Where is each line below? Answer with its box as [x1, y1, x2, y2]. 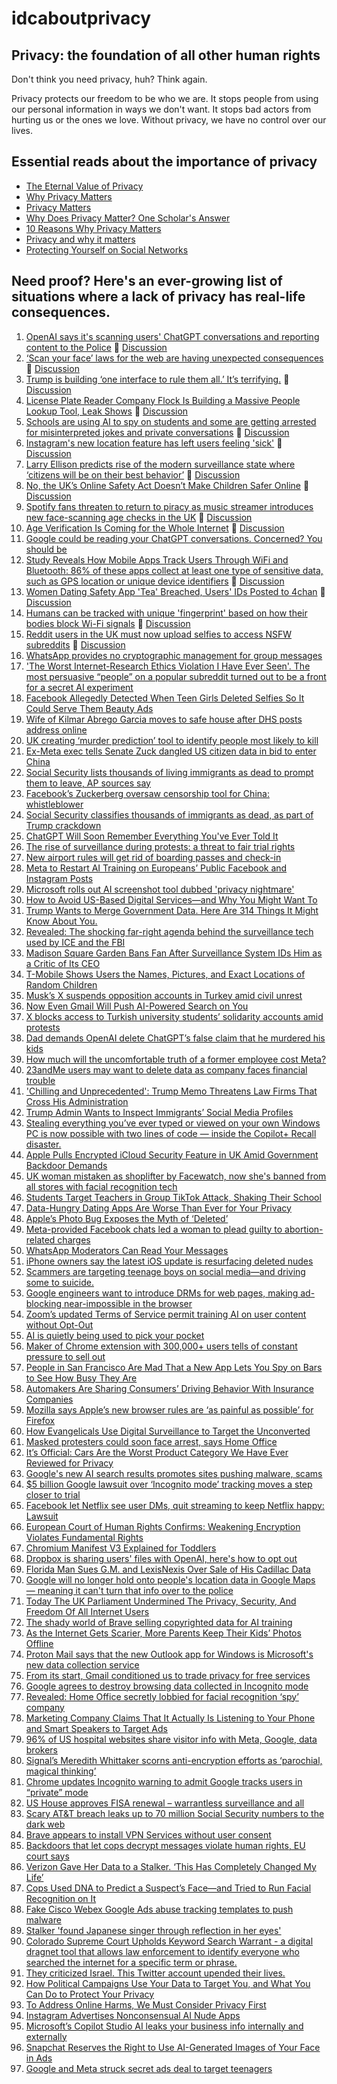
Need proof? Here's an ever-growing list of [11, 273, 283, 290]
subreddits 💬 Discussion [25, 638, 126, 651]
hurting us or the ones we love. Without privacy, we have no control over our [11, 114, 327, 126]
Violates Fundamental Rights [25, 1531, 144, 1543]
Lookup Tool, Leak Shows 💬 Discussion [25, 405, 189, 417]
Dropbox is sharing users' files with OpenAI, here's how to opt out [25, 1552, 298, 1564]
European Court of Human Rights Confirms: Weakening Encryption [25, 1520, 301, 1532]
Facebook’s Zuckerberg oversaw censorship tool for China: [25, 787, 270, 799]
